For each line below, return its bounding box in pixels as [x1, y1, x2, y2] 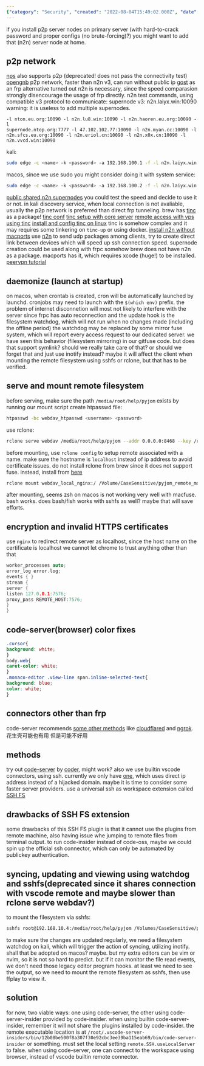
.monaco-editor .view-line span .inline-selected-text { [6, 674, 148, 681]
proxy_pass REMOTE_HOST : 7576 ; [6, 597, 83, 603]
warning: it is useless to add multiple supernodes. [6, 105, 131, 112]
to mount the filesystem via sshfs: [6, 913, 91, 921]
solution [6, 992, 38, 1003]
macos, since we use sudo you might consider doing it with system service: [6, 171, 195, 178]
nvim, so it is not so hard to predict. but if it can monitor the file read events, [6, 955, 196, 963]
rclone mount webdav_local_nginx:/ [6, 480, 97, 486]
